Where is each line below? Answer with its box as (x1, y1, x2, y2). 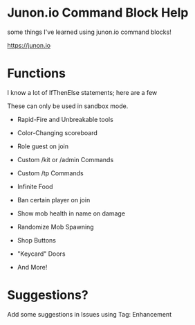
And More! (17, 263, 48, 271)
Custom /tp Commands (17, 168, 84, 177)
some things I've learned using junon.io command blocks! (7, 28, 171, 36)
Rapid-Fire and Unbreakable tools (17, 115, 114, 123)
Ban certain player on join (17, 195, 91, 204)
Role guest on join (17, 142, 69, 150)
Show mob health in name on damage (17, 209, 126, 218)
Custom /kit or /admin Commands (17, 155, 114, 164)
